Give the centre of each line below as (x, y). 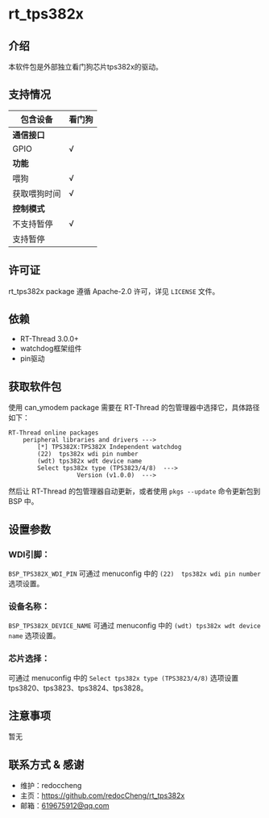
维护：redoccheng (51, 786)
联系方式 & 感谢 (46, 764)
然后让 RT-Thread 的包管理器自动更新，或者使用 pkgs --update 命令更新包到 (134, 491)
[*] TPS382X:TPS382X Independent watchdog (110, 447)
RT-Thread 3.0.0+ (49, 339)
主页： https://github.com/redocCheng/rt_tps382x (102, 795)
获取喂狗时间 (37, 193)
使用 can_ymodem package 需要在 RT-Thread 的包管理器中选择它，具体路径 (134, 408)
